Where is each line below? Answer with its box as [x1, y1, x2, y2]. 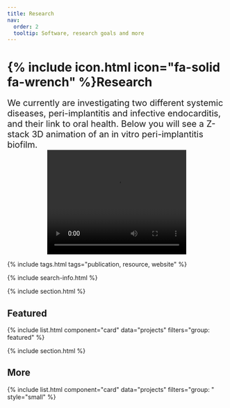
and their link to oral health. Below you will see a [7, 118, 204, 130]
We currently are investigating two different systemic [7, 97, 224, 109]
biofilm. [7, 139, 38, 150]
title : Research [7, 10, 54, 17]
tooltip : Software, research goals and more [13, 29, 145, 37]
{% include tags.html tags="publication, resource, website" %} [7, 260, 188, 269]
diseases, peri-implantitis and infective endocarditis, [7, 108, 221, 119]
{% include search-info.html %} [7, 274, 98, 282]
